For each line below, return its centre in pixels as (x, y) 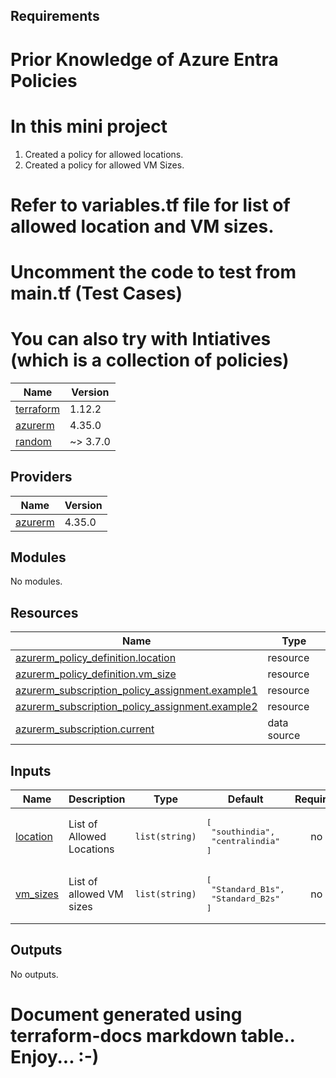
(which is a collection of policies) (150, 360)
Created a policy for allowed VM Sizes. (104, 165)
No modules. (36, 581)
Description (97, 799)
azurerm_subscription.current (85, 729)
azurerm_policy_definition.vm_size (96, 674)
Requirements (55, 16)
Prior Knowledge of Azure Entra (144, 59)
